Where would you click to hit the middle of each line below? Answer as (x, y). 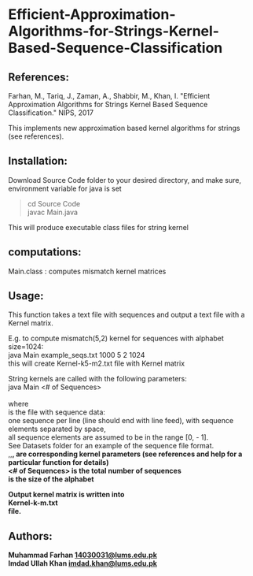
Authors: (30, 536)
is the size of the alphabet (51, 479)
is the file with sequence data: (57, 412)
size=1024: (26, 347)
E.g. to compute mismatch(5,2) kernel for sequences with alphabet (116, 338)
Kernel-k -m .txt (33, 503)
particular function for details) (59, 463)
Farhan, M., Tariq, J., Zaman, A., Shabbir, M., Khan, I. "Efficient (109, 96)
